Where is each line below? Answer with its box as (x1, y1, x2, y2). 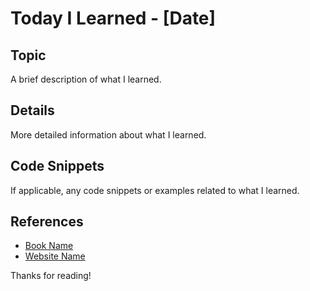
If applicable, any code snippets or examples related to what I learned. (10, 184, 300, 196)
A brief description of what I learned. (10, 73, 162, 85)
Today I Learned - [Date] (10, 7, 217, 30)
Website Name (24, 250, 86, 262)
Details (10, 102, 55, 119)
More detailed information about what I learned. (10, 128, 207, 141)
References (10, 213, 84, 231)
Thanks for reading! (10, 270, 92, 282)
